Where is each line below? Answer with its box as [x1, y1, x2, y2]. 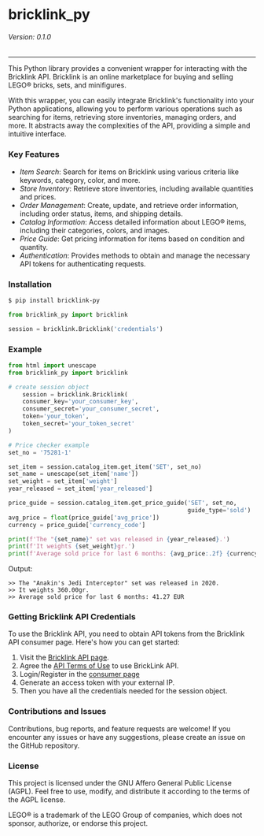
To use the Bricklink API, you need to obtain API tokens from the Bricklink [8, 629, 245, 639]
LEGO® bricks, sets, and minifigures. [8, 80, 127, 90]
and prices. [19, 191, 57, 202]
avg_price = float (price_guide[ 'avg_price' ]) [8, 514, 159, 522]
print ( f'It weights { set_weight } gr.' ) [8, 542, 135, 551]
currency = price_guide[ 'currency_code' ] [8, 521, 146, 529]
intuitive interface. [8, 129, 67, 139]
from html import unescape [8, 361, 97, 370]
